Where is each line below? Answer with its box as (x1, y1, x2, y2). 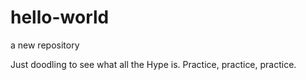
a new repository (10, 39, 80, 51)
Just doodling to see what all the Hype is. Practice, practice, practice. (10, 58, 297, 70)
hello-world (10, 6, 110, 29)
